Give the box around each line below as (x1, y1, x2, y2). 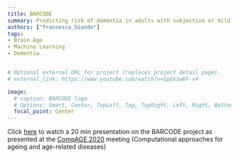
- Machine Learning (7, 43, 65, 50)
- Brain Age (7, 37, 43, 44)
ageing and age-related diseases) (7, 142, 107, 151)
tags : (7, 30, 23, 38)
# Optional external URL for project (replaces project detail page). (7, 69, 221, 76)
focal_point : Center (14, 108, 75, 115)
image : (7, 88, 27, 96)
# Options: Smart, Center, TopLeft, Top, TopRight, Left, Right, (14, 101, 212, 108)
